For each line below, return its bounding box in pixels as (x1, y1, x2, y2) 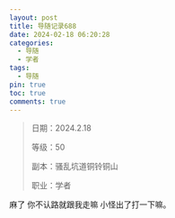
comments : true (9, 96, 66, 106)
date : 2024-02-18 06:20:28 (9, 30, 110, 39)
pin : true (9, 80, 47, 89)
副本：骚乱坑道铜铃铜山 (31, 161, 118, 172)
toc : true (9, 88, 47, 97)
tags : (9, 64, 30, 73)
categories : (9, 38, 54, 48)
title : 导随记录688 (9, 22, 77, 31)
